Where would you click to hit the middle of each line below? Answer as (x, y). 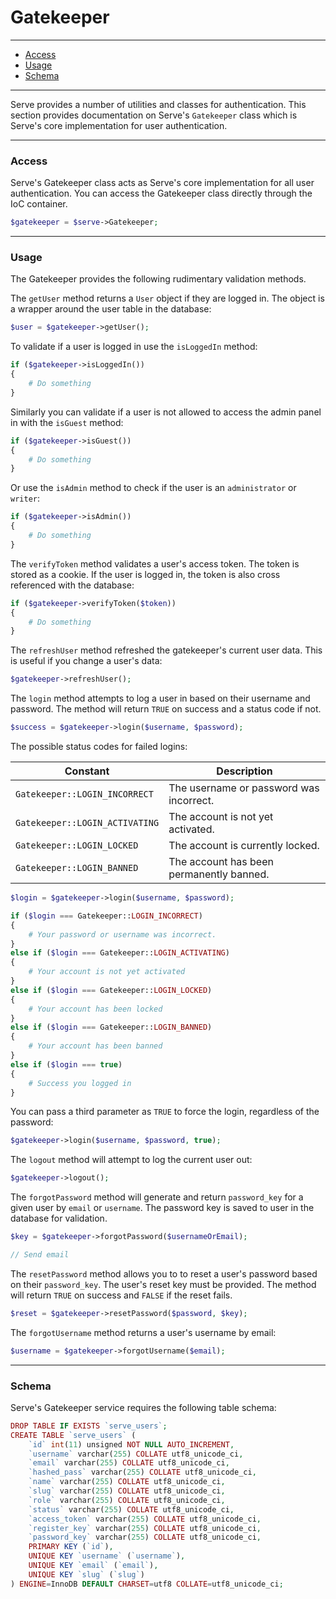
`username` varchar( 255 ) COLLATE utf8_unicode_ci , (136, 1454)
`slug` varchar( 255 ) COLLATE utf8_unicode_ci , (127, 1491)
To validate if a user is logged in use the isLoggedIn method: (134, 347)
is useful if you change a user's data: (86, 661)
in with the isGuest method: (67, 422)
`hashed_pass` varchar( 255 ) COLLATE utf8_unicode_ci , (142, 1472)
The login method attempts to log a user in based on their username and (160, 698)
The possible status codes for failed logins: (99, 747)
